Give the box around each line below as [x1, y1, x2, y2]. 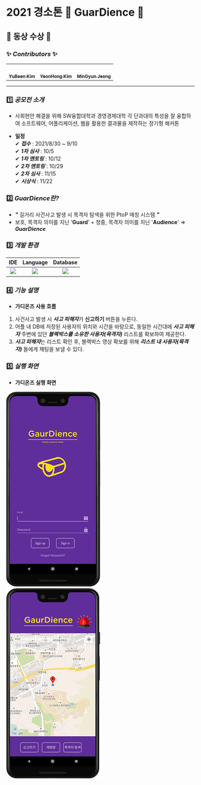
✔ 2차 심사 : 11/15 [14, 170, 56, 177]
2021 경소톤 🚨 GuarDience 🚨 [6, 5, 145, 19]
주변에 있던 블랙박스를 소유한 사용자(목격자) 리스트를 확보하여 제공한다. [21, 331, 187, 338]
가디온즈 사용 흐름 [14, 303, 57, 310]
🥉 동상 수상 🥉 [6, 31, 51, 41]
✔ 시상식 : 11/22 [14, 178, 53, 185]
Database [53, 259, 78, 266]
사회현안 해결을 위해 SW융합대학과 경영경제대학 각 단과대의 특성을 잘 [14, 112, 175, 120]
